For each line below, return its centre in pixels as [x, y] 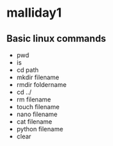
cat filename [34, 122]
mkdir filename [38, 77]
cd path [27, 70]
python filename [40, 129]
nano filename [37, 114]
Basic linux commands [56, 39]
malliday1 [34, 13]
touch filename [38, 107]
